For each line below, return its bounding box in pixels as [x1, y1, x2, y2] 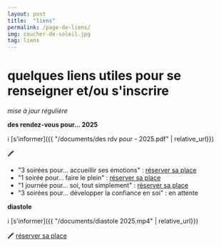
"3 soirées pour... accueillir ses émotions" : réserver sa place [17, 166, 197, 175]
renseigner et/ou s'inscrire [7, 83, 170, 99]
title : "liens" [7, 17, 56, 24]
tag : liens [7, 37, 40, 44]
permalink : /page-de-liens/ [7, 24, 91, 31]
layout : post [7, 10, 46, 18]
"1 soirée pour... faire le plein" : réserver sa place [17, 173, 161, 182]
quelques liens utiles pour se [7, 68, 182, 84]
